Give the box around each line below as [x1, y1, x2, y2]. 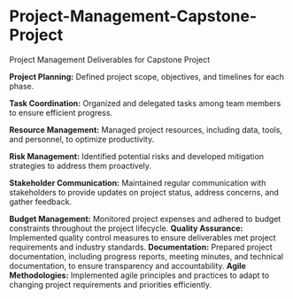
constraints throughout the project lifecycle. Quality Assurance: [9, 223, 243, 234]
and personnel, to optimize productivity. [9, 134, 155, 144]
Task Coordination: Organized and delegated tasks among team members [9, 97, 281, 108]
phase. [9, 80, 35, 91]
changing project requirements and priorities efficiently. [9, 279, 212, 289]
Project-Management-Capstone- [9, 6, 258, 27]
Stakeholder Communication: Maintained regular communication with [9, 177, 266, 188]
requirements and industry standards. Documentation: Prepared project [9, 241, 273, 252]
